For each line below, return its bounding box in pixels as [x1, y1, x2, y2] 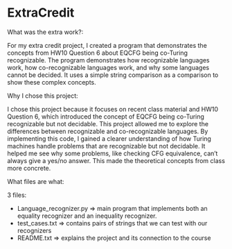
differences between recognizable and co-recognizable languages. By [7, 127, 208, 135]
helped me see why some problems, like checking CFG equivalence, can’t [7, 149, 218, 157]
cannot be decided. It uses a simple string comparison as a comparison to [7, 71, 219, 79]
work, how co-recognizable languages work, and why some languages [7, 63, 210, 71]
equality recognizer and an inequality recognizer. [17, 212, 157, 220]
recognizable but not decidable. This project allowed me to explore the [7, 119, 209, 128]
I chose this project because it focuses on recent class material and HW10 [7, 105, 219, 113]
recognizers [17, 226, 52, 234]
